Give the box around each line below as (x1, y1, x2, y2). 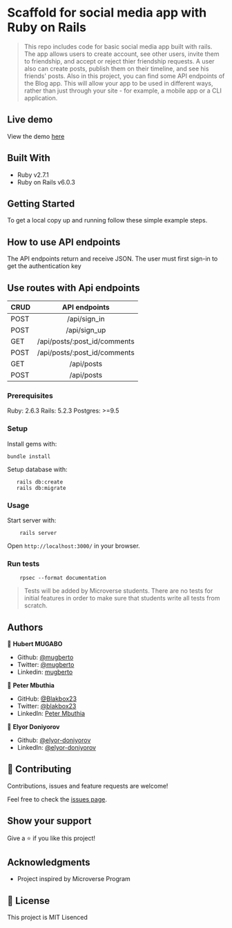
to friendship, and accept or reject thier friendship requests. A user (23, 57, 215, 65)
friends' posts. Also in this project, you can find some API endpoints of (23, 71, 225, 80)
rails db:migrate (16, 484, 67, 491)
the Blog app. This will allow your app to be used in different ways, (23, 79, 213, 87)
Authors (7, 621, 43, 633)
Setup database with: (7, 465, 68, 473)
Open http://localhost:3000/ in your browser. (7, 541, 140, 550)
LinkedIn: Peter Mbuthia (17, 710, 85, 717)
